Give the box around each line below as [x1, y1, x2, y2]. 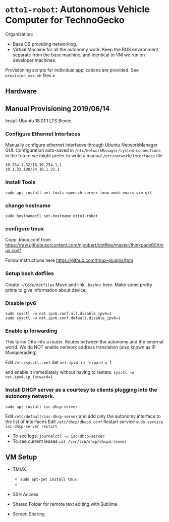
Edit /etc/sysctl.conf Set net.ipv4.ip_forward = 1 [5, 359, 112, 366]
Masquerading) [5, 350, 37, 356]
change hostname [5, 202, 51, 209]
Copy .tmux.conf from [5, 237, 51, 243]
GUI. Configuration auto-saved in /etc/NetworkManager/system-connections [5, 147, 161, 153]
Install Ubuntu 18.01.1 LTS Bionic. [5, 118, 73, 124]
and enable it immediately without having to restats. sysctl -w [5, 369, 134, 375]
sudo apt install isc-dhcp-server [5, 404, 78, 409]
